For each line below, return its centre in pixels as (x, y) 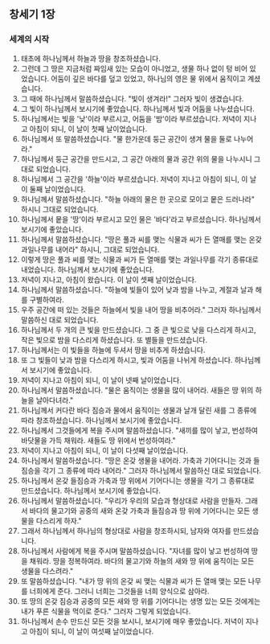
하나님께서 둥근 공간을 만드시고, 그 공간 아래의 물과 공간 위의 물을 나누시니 (136, 158)
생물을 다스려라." (47, 571)
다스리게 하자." (59, 520)
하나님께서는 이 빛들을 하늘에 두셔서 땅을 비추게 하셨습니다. (113, 350)
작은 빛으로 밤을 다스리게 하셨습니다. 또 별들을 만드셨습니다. (114, 339)
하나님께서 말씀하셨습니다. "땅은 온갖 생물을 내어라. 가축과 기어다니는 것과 (136, 460)
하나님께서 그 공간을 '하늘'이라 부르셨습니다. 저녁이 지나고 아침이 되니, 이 (134, 178)
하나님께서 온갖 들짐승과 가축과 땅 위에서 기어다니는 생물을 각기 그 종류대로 (138, 480)
